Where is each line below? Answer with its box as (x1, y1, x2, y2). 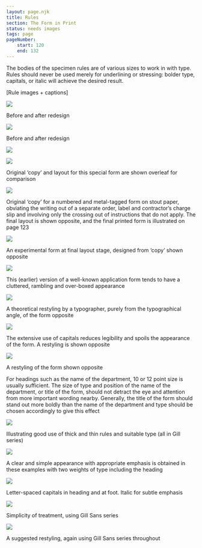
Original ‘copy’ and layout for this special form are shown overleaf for (6, 169, 178, 176)
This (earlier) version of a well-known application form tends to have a (6, 276, 180, 283)
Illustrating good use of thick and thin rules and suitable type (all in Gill (6, 430, 180, 437)
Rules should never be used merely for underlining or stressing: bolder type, (6, 70, 195, 78)
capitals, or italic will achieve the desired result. (6, 77, 124, 84)
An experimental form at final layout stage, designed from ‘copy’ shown (6, 246, 183, 254)
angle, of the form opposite (6, 311, 74, 318)
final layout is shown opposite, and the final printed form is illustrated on (6, 217, 185, 224)
